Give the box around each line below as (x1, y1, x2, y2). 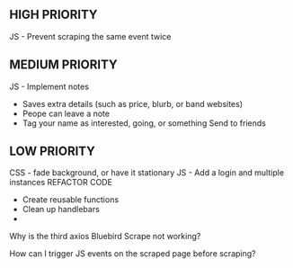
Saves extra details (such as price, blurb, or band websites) (22, 98, 244, 109)
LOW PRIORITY (9, 144, 96, 159)
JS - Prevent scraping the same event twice (9, 31, 172, 41)
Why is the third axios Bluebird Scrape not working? (9, 231, 201, 242)
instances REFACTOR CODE (9, 177, 112, 188)
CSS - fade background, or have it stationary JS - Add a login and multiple (9, 167, 285, 178)
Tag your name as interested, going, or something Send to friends (22, 117, 267, 129)
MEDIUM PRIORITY (9, 58, 119, 73)
